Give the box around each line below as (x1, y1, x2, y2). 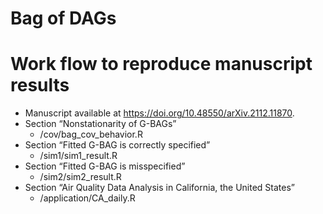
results (10, 74, 70, 97)
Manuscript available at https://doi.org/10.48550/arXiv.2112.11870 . (24, 107, 295, 119)
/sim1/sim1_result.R (39, 150, 118, 162)
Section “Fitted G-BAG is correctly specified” (24, 139, 211, 151)
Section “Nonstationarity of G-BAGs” (24, 118, 177, 130)
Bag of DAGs (10, 7, 117, 30)
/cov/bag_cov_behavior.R (39, 128, 143, 141)
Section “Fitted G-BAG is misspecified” (24, 160, 186, 172)
